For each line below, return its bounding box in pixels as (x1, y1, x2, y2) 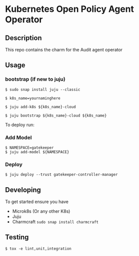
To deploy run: (5, 122, 35, 128)
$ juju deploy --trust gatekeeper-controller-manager (5, 172, 118, 177)
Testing (5, 233, 29, 242)
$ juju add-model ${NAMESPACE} (5, 149, 69, 154)
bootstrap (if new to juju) (5, 76, 66, 83)
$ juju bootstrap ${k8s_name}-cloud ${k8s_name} (5, 113, 107, 118)
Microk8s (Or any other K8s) (12, 209, 70, 214)
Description (5, 34, 42, 42)
